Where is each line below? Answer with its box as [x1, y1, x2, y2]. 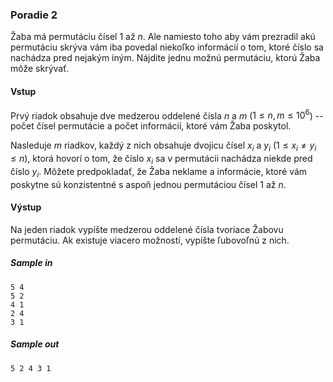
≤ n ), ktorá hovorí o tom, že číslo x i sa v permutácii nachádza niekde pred [10, 152, 313, 167]
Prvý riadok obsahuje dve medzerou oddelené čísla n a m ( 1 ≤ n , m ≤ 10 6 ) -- [10, 108, 324, 122]
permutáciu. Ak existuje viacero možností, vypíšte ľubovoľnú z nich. [10, 234, 290, 246]
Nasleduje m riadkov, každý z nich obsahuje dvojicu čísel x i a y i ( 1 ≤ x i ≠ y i [10, 139, 317, 153]
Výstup [10, 201, 42, 213]
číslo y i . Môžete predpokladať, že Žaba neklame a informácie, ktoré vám [10, 165, 308, 180]
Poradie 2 [10, 8, 58, 22]
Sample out [10, 338, 60, 350]
